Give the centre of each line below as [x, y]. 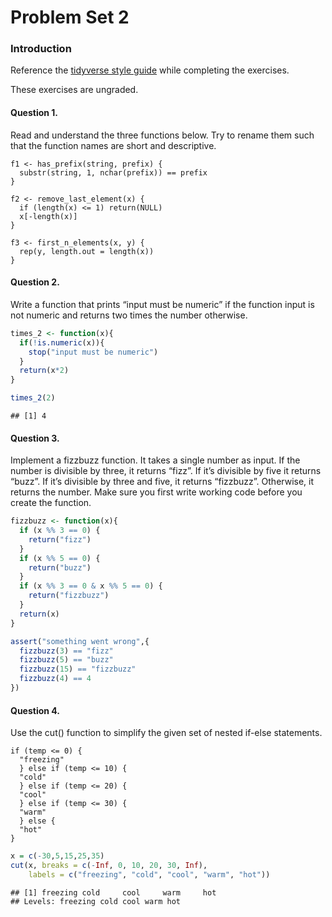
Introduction [41, 49]
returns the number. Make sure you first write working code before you [156, 492]
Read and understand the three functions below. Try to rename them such [162, 135]
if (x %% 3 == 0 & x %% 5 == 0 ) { [91, 586]
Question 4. [35, 710]
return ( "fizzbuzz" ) [69, 596]
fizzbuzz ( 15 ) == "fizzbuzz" [78, 669]
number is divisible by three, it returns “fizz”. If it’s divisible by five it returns [166, 471]
